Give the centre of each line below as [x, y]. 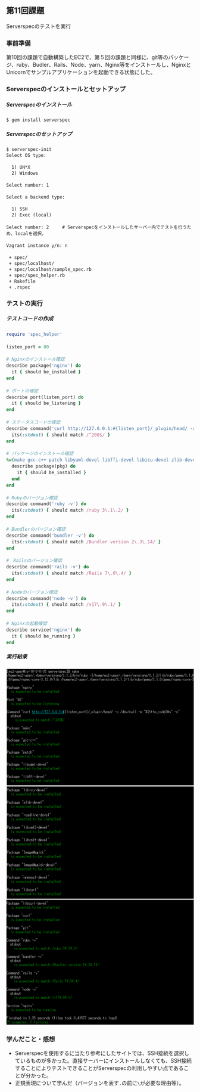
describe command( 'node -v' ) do [46, 598]
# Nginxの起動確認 [27, 624]
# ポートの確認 [22, 391]
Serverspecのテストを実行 [39, 26]
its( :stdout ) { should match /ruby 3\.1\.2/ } [70, 511]
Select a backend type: [36, 197]
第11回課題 [25, 11]
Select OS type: [26, 155]
